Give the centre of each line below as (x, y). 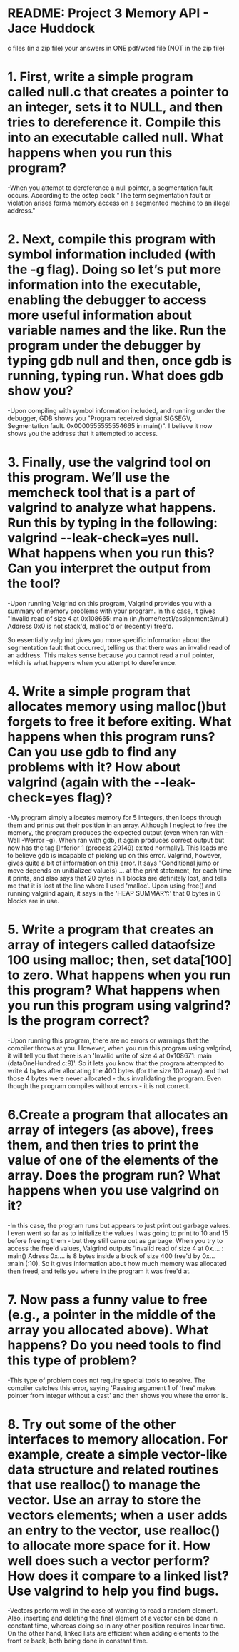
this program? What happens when (114, 990)
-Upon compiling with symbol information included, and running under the (116, 410)
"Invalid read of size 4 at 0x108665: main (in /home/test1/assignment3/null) (118, 618)
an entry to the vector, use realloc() (114, 1530)
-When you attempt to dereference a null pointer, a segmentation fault (110, 188)
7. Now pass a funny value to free (108, 1299)
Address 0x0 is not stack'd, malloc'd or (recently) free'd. (90, 626)
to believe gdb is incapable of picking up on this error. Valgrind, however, (115, 855)
